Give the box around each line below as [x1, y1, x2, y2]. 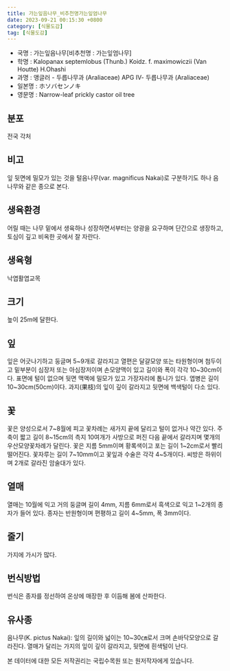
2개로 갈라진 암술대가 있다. [14, 458, 86, 467]
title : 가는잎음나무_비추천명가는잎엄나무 [7, 10, 108, 17]
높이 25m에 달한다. [7, 315, 58, 323]
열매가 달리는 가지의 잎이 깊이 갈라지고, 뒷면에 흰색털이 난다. [27, 642, 189, 650]
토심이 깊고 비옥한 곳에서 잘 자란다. [7, 232, 101, 240]
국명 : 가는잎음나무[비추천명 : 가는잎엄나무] [16, 49, 132, 57]
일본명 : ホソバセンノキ [16, 82, 81, 90]
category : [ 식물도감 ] [7, 23, 63, 30]
